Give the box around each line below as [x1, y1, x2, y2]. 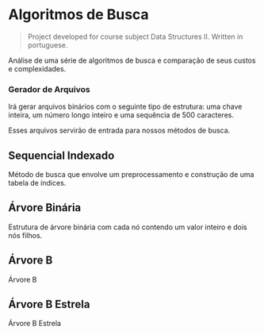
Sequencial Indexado [8, 148, 115, 162]
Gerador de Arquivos [8, 83, 90, 94]
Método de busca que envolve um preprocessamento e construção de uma [8, 170, 254, 179]
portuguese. [27, 40, 68, 49]
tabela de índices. [8, 179, 67, 188]
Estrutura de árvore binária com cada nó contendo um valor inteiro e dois [8, 222, 247, 232]
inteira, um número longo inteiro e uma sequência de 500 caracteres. [8, 110, 234, 120]
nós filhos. [8, 230, 43, 240]
